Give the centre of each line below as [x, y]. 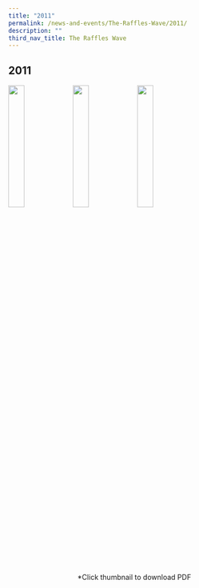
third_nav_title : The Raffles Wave [68, 38]
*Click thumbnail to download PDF [134, 578]
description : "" [35, 30]
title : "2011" [32, 16]
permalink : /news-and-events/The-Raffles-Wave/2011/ [98, 23]
